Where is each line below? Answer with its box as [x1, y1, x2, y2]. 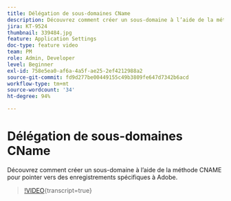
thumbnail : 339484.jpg [7, 29, 72, 36]
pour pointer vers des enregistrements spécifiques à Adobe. [7, 173, 178, 181]
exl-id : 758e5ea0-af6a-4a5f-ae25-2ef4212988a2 [7, 67, 143, 74]
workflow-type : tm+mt [7, 80, 69, 87]
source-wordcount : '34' [7, 86, 76, 93]
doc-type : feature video [7, 42, 78, 49]
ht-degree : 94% [7, 93, 51, 100]
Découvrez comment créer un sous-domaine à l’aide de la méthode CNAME [7, 165, 222, 174]
